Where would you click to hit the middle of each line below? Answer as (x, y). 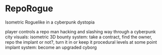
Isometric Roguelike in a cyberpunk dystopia (50, 22)
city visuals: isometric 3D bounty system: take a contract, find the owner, (79, 37)
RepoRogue (29, 9)
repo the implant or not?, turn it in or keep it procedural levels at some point (81, 42)
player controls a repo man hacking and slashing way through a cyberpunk (81, 31)
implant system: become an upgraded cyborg (51, 47)
